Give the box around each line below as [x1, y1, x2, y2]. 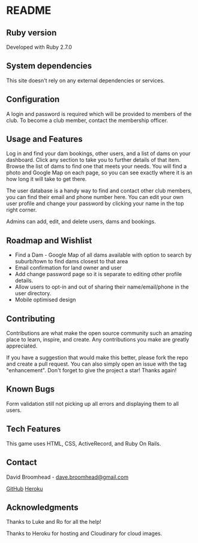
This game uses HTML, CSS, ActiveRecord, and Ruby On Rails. [6, 440, 161, 447]
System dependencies [6, 61, 92, 71]
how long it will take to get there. [6, 176, 87, 183]
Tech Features [6, 424, 61, 434]
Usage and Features [6, 134, 83, 144]
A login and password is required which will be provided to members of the [6, 110, 192, 117]
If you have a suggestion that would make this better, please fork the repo [6, 354, 188, 361]
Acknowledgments [6, 502, 79, 512]
